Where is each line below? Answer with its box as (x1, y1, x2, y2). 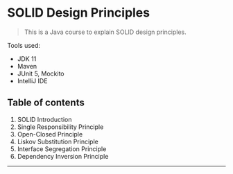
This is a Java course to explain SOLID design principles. (24, 28, 187, 36)
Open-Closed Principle (17, 130, 83, 138)
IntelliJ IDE (17, 76, 48, 85)
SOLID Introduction (17, 115, 72, 123)
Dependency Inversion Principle (17, 152, 109, 160)
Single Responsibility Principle (17, 123, 104, 131)
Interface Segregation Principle (17, 144, 107, 153)
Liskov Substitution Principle (17, 137, 98, 146)
